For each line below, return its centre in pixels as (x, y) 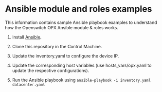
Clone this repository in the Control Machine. (57, 46)
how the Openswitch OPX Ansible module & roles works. (62, 27)
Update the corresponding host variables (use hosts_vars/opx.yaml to (82, 65)
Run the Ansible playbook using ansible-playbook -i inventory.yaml (81, 80)
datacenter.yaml (28, 84)
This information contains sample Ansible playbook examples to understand (81, 22)
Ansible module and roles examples (79, 9)
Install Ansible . (27, 37)
